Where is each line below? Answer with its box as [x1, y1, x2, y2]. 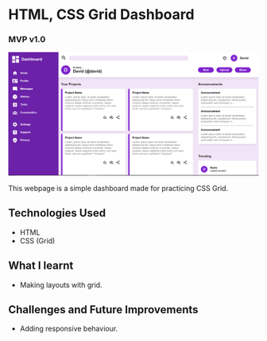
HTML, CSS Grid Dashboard [8, 6, 195, 24]
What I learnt [8, 259, 74, 273]
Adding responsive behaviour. [19, 324, 118, 334]
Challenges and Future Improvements [8, 303, 199, 316]
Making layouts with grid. [19, 280, 103, 289]
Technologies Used [8, 206, 106, 220]
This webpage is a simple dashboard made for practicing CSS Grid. [8, 184, 229, 193]
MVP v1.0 [8, 34, 46, 45]
